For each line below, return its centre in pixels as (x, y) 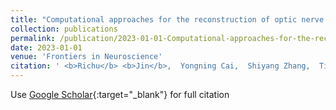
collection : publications (64, 29)
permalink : (33, 38)
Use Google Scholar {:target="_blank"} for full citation (120, 94)
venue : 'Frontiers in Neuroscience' (86, 57)
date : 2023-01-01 (46, 47)
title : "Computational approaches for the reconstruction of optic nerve (167, 19)
